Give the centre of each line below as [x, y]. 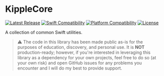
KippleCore [29, 9]
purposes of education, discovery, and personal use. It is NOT [81, 47]
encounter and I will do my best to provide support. [70, 68]
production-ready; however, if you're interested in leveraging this [84, 52]
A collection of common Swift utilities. [44, 32]
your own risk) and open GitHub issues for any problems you [80, 63]
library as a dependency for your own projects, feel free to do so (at [87, 57]
